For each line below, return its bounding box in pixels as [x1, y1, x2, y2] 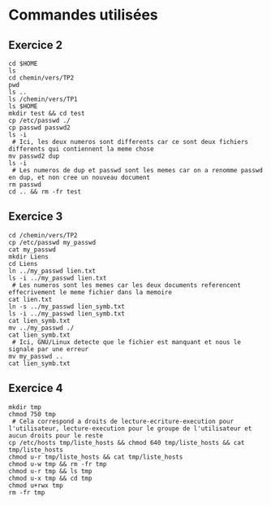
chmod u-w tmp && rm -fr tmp [8, 459, 107, 468]
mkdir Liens [8, 252, 49, 261]
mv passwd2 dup [8, 152, 60, 160]
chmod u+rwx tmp [8, 481, 63, 490]
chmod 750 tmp [8, 410, 57, 418]
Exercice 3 [8, 210, 63, 224]
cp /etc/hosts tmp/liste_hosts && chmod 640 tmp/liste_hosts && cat [8, 438, 245, 446]
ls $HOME [8, 102, 38, 111]
